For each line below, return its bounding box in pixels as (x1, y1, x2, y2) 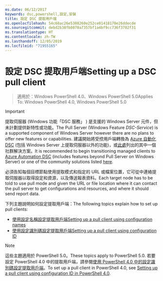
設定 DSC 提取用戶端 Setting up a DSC (5, 66, 157, 77)
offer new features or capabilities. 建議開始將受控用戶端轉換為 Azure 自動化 (5, 136, 157, 141)
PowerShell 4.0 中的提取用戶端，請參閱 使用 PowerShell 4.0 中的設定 (14, 259, 151, 264)
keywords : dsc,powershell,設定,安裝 (5, 12, 76, 17)
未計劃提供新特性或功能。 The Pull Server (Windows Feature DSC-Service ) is (5, 124, 158, 130)
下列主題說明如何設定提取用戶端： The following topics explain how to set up (5, 201, 158, 206)
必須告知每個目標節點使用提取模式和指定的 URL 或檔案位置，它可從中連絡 (5, 169, 152, 175)
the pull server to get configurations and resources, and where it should (5, 185, 149, 191)
